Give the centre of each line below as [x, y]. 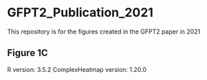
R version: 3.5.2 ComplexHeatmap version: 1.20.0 [77, 69]
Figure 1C [28, 53]
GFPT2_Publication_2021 [80, 13]
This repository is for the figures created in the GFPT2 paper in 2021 [104, 31]
